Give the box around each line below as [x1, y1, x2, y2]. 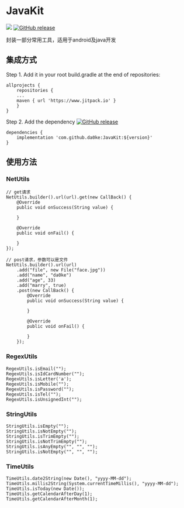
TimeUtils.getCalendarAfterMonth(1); [6, 496, 98, 502]
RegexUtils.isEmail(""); [6, 366, 67, 372]
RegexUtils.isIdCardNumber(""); [6, 370, 85, 377]
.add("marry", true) [16, 283, 67, 289]
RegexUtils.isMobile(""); [6, 381, 69, 387]
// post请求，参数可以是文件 [6, 257, 68, 263]
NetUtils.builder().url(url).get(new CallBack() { [6, 194, 132, 200]
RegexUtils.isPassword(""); [6, 386, 75, 392]
